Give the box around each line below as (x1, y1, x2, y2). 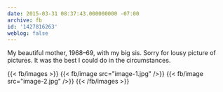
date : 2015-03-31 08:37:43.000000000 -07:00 (7, 10, 140, 17)
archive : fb (7, 17, 42, 24)
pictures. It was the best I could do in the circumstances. (7, 56, 171, 65)
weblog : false (7, 29, 49, 37)
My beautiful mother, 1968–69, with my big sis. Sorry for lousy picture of (7, 49, 216, 57)
